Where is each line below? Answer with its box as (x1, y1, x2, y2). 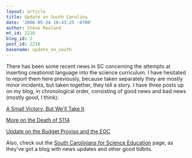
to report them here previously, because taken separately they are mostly (6, 75, 183, 82)
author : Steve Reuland (6, 25, 61, 31)
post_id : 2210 (6, 42, 41, 47)
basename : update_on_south (6, 47, 72, 53)
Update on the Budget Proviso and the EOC (6, 128, 111, 135)
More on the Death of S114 (6, 116, 70, 123)
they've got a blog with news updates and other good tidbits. (6, 145, 153, 152)
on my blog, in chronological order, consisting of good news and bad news (6, 87, 186, 94)
